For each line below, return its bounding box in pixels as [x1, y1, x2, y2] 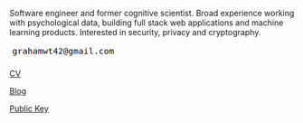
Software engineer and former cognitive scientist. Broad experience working [9, 8, 295, 18]
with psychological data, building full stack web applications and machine [9, 17, 284, 28]
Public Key [9, 103, 50, 114]
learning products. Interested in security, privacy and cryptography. [9, 27, 261, 37]
